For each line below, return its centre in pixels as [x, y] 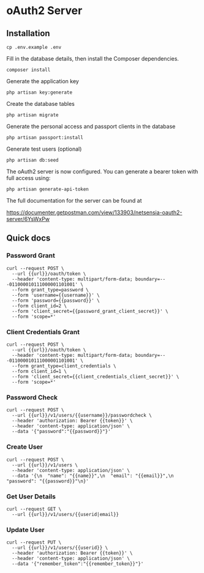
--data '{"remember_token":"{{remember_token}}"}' [78, 564]
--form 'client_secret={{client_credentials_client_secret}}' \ [96, 376]
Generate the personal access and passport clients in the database [91, 126]
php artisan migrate [33, 115]
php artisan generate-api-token [47, 189]
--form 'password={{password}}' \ [56, 301]
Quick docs [28, 238]
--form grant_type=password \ [50, 290]
